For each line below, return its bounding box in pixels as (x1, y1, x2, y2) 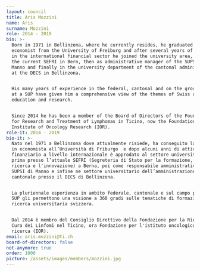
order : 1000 (6, 250, 36, 257)
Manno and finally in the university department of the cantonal (11, 64, 177, 70)
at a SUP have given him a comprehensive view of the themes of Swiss (11, 91, 190, 97)
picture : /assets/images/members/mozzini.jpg (6, 256, 121, 262)
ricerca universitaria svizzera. (11, 201, 95, 207)
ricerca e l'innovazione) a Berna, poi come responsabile (11, 162, 159, 169)
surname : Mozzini (6, 25, 49, 32)
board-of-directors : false (6, 239, 73, 245)
